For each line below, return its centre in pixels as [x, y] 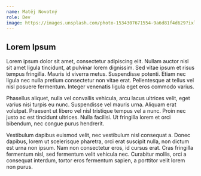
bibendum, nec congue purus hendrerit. [55, 123]
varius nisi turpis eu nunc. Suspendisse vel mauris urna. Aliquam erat [91, 104]
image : [14, 23]
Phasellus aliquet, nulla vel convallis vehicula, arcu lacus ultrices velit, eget [98, 98]
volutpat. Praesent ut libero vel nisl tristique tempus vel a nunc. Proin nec [96, 111]
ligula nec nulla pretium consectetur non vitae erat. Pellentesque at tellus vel [100, 81]
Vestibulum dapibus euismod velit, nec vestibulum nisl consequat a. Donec [98, 135]
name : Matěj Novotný [32, 12]
